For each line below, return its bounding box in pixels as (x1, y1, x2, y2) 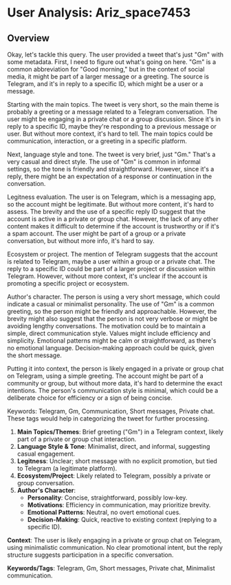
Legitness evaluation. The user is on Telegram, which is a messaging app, (7, 193, 217, 201)
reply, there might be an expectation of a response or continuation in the (7, 172, 212, 180)
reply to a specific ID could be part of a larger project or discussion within (7, 265, 216, 273)
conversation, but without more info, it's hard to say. (7, 237, 155, 245)
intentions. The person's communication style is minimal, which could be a (7, 387, 219, 394)
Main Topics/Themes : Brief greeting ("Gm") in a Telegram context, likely (16, 428, 223, 436)
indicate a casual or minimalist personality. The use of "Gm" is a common (7, 300, 214, 308)
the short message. (7, 351, 62, 359)
